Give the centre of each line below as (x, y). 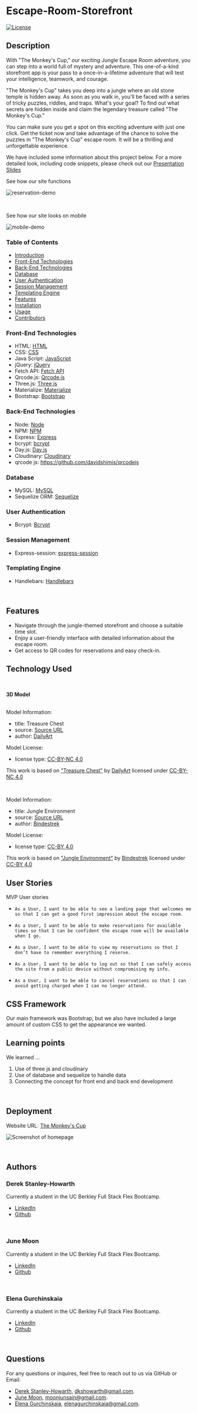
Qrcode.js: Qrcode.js (40, 377)
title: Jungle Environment (45, 811)
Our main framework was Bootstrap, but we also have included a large (91, 1018)
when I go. (28, 936)
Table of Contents (32, 242)
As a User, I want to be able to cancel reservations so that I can (100, 981)
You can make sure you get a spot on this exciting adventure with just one (96, 127)
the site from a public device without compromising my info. (92, 969)
